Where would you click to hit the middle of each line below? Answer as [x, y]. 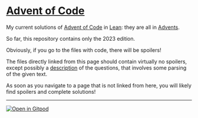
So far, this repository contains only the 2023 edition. [71, 38]
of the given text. [27, 74]
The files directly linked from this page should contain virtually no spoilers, [97, 61]
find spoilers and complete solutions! [51, 91]
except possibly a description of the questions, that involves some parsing [96, 68]
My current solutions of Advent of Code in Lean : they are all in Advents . [93, 27]
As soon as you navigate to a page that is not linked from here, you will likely [99, 85]
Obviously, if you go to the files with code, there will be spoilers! [84, 50]
